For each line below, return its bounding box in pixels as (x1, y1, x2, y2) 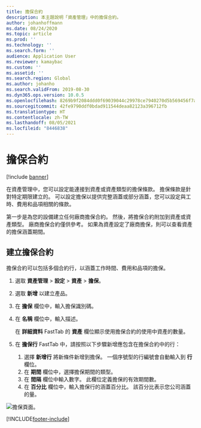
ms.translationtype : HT (6, 109, 66, 115)
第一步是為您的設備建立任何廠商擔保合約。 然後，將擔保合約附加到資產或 (6, 213, 186, 220)
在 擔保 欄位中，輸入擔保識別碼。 (14, 302, 97, 310)
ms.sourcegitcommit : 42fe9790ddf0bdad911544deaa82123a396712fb (6, 103, 167, 109)
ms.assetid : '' (6, 70, 44, 76)
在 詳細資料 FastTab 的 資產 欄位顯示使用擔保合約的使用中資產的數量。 (14, 328, 189, 335)
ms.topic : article (6, 31, 52, 37)
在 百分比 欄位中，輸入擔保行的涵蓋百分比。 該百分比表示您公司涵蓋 (23, 383, 191, 390)
